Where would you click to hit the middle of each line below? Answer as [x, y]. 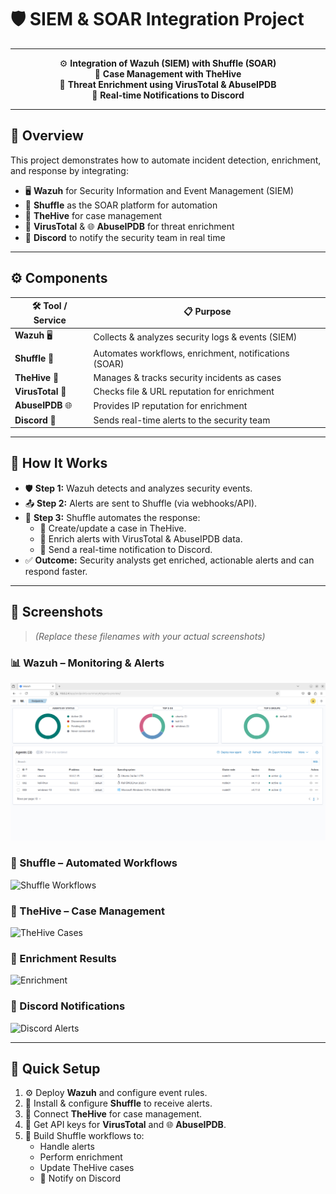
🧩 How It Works [59, 463]
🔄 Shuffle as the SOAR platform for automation [121, 205]
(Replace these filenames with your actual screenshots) [150, 636]
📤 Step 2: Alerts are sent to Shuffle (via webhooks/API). [141, 503]
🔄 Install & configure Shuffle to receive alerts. [118, 1103]
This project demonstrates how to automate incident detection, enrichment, [166, 160]
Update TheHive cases [87, 1168]
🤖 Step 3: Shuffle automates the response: [112, 517]
